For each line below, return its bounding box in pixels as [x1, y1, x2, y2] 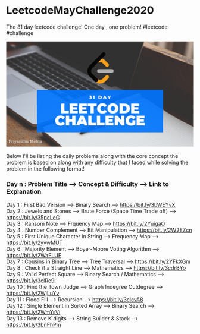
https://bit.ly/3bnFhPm [6, 321, 61, 328]
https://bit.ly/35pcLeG [6, 213, 60, 220]
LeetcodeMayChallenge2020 [6, 4, 154, 17]
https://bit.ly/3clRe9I [6, 277, 57, 284]
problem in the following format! [6, 165, 85, 172]
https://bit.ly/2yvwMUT [6, 239, 63, 246]
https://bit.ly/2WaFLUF [6, 251, 62, 259]
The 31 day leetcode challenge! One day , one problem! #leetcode [6, 23, 168, 30]
